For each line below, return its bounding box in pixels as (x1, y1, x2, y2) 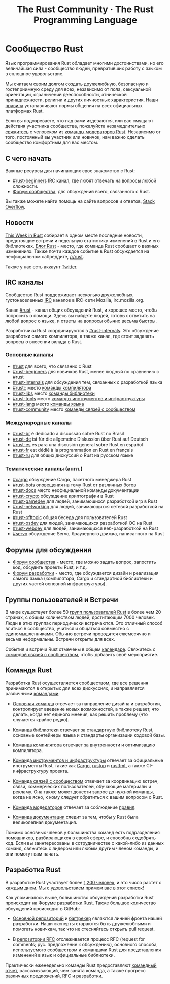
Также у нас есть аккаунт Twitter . (5, 264, 78, 270)
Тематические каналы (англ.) (5, 465, 83, 472)
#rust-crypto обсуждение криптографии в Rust (12, 493, 114, 499)
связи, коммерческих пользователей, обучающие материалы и (12, 783, 151, 789)
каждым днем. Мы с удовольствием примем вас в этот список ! (5, 885, 144, 891)
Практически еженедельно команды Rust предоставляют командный (5, 962, 157, 968)
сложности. (12, 183, 38, 189)
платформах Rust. (5, 108, 44, 114)
